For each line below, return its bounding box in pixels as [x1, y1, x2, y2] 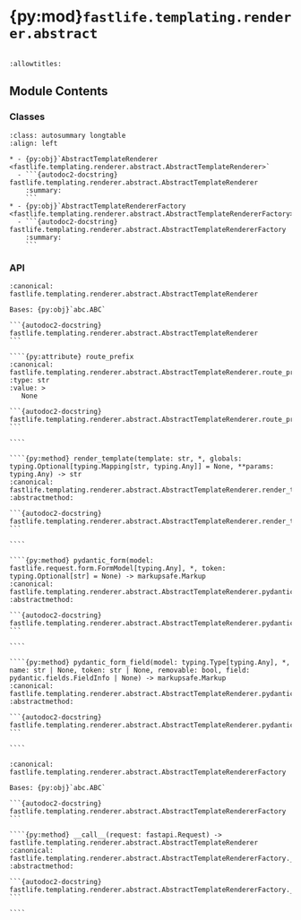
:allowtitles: [9, 59, 63, 68]
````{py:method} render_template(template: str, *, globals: [9, 454, 243, 463]
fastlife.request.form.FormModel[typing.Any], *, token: [9, 563, 227, 572]
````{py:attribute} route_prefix [9, 352, 134, 361]
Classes [9, 110, 46, 123]
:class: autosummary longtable [9, 131, 126, 140]
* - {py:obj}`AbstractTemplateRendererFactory [9, 202, 186, 211]
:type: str [9, 375, 50, 384]
